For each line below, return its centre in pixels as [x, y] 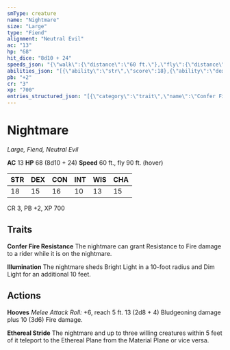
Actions [24, 296]
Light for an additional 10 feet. [49, 274]
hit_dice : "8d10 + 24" [39, 58]
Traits [20, 230]
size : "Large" [27, 26]
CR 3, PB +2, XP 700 [36, 208]
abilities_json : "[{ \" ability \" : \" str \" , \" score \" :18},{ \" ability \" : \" [112, 71]
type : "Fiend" [27, 33]
